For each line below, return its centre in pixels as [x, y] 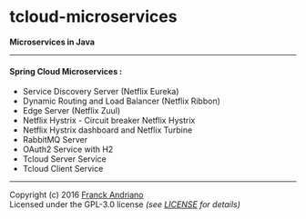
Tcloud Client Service [63, 169]
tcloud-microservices [93, 17]
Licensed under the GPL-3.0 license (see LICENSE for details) [125, 204]
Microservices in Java [52, 42]
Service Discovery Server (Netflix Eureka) [101, 92]
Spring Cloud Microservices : [66, 71]
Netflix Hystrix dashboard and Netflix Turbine [107, 130]
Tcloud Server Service [64, 159]
